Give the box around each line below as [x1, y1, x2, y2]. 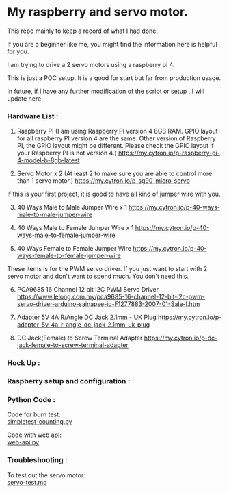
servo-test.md [7, 478, 47, 486]
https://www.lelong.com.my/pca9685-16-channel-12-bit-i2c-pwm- [16, 292, 205, 301]
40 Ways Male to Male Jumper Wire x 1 [16, 203, 128, 212]
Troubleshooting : [7, 455, 68, 465]
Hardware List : [7, 111, 59, 121]
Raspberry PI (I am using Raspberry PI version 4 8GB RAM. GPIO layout [16, 127, 218, 136]
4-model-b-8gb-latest [16, 156, 80, 164]
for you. [7, 47, 29, 55]
